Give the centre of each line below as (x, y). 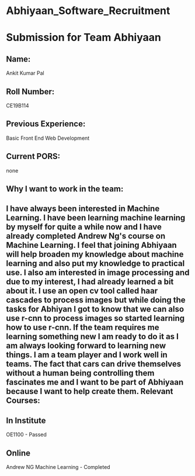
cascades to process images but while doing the (96, 300)
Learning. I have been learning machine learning (96, 218)
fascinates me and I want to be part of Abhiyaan (95, 382)
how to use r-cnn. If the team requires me (83, 328)
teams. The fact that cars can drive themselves (94, 364)
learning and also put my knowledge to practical (95, 263)
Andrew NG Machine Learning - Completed (58, 467)
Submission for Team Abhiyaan (84, 38)
